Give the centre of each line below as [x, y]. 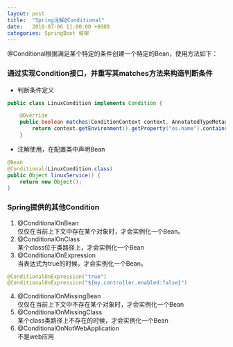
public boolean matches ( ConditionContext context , [94, 122]
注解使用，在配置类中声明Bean [61, 149]
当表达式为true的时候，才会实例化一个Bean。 [82, 263]
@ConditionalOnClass [49, 239]
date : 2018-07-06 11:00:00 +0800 [59, 26]
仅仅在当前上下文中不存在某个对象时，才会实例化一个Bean [101, 305]
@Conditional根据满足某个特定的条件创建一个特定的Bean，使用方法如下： [113, 54]
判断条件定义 [35, 90]
